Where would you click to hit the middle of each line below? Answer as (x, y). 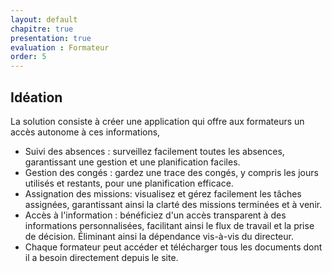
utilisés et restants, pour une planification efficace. (129, 183)
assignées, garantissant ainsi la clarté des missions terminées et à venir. (173, 204)
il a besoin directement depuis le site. (101, 257)
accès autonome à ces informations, (85, 132)
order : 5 (28, 57)
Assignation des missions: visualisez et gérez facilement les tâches (163, 193)
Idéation (36, 97)
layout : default (44, 19)
